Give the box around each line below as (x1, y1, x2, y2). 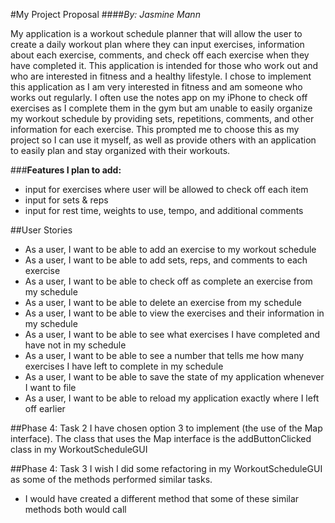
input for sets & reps (24, 194, 109, 206)
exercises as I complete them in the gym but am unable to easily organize (10, 102, 313, 114)
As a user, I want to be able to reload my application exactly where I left (24, 392, 320, 404)
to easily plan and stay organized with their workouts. (10, 145, 231, 156)
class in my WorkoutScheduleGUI (10, 444, 148, 455)
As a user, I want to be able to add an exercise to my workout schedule (24, 244, 317, 255)
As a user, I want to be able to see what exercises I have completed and (24, 329, 321, 340)
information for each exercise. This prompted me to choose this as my (10, 124, 300, 135)
